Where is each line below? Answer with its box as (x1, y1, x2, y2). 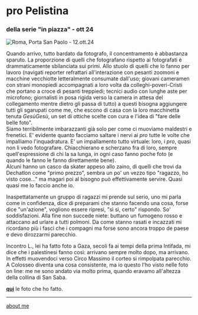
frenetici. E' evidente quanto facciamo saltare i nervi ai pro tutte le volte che (6, 132, 190, 139)
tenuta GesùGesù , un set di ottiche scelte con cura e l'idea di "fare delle (6, 113, 181, 120)
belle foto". (6, 119, 32, 126)
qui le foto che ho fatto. (6, 285, 63, 293)
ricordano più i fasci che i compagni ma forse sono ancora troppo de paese (6, 225, 189, 232)
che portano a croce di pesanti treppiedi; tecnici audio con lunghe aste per (6, 87, 187, 95)
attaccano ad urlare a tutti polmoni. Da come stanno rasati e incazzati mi (6, 219, 182, 226)
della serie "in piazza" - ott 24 (6, 25, 94, 34)
